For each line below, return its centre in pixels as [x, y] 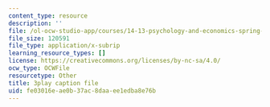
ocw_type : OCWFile [39, 68]
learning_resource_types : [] [57, 53]
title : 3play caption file [53, 83]
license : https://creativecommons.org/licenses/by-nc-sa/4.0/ [115, 61]
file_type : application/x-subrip [64, 46]
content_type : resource [48, 16]
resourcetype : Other [43, 76]
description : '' [35, 23]
